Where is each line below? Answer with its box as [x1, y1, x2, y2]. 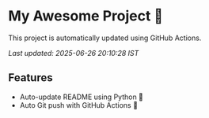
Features [8, 71, 53, 85]
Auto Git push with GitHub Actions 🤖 [19, 100, 139, 109]
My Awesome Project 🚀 [8, 7, 164, 25]
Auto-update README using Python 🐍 [19, 92, 144, 101]
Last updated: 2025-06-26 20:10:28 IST [8, 48, 139, 57]
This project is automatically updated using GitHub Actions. [8, 33, 202, 42]
